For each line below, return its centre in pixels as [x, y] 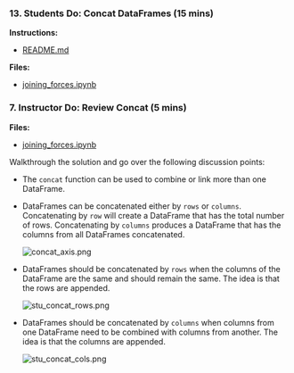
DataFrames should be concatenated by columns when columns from [148, 322]
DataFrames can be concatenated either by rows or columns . [132, 206]
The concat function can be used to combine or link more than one [144, 179]
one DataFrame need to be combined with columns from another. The [150, 332]
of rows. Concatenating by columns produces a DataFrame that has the [151, 225]
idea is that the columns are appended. [94, 341]
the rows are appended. [66, 287]
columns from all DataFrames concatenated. [103, 234]
